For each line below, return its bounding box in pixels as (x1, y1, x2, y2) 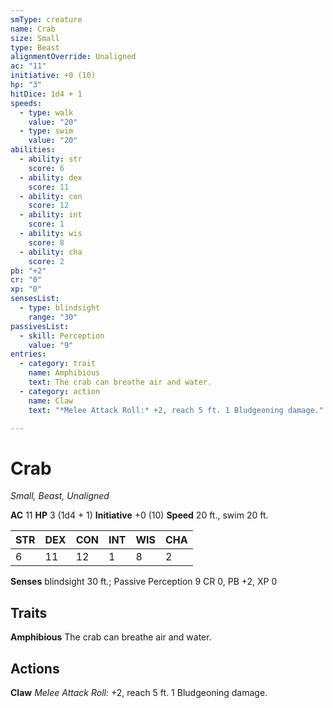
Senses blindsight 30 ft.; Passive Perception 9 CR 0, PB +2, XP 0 (10, 576, 278, 588)
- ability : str (19, 154, 83, 164)
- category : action (19, 386, 101, 396)
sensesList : (10, 294, 60, 304)
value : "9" (28, 340, 74, 350)
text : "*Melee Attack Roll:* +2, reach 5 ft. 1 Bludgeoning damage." (28, 405, 325, 415)
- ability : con (19, 191, 83, 201)
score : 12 (28, 201, 70, 211)
